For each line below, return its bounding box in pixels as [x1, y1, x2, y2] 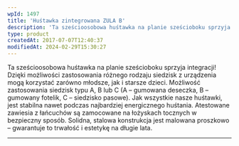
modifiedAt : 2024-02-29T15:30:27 [7, 43, 107, 51]
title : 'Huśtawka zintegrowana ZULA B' [7, 17, 126, 24]
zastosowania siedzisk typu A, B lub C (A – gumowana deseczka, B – [7, 86, 209, 94]
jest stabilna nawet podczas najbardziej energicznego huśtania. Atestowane [7, 101, 230, 109]
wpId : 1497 [7, 10, 40, 18]
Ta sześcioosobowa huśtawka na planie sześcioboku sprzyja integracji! [7, 63, 217, 71]
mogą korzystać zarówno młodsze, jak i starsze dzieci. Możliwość [7, 78, 201, 86]
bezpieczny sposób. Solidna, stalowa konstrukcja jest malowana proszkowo [7, 116, 230, 125]
